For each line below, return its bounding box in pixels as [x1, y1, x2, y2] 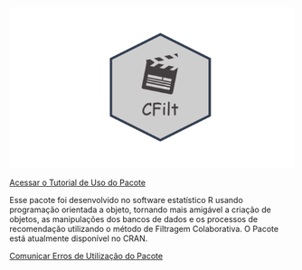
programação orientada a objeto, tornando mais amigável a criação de [9, 204, 271, 215]
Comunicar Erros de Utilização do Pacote [9, 251, 164, 262]
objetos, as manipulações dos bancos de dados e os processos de [9, 214, 259, 225]
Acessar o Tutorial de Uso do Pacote [9, 177, 146, 188]
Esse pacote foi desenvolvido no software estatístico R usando [9, 195, 244, 206]
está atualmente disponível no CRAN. [9, 233, 148, 244]
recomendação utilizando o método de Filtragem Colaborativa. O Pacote [9, 224, 278, 235]
